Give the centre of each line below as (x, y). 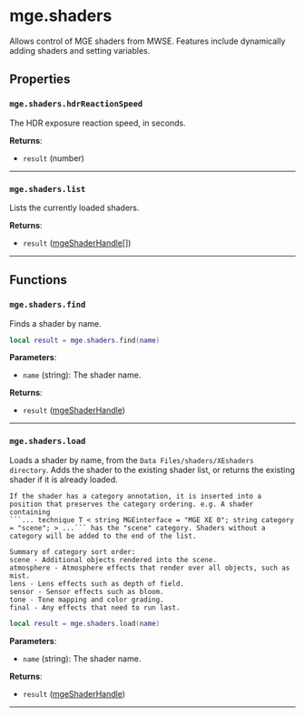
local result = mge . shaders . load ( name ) (85, 623)
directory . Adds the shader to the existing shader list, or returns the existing (152, 470)
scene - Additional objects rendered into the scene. (113, 560)
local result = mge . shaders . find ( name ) (85, 340)
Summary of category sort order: (73, 551)
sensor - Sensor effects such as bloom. (87, 591)
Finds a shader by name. (55, 323)
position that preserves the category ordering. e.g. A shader (132, 504)
